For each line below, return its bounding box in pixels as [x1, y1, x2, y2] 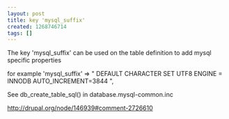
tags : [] [7, 29, 33, 37]
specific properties [7, 56, 61, 65]
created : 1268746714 [7, 23, 68, 30]
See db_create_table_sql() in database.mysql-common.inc [7, 90, 174, 99]
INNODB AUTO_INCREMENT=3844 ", [7, 77, 114, 86]
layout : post [7, 10, 45, 17]
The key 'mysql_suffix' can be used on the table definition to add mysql [7, 49, 212, 57]
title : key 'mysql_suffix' [7, 17, 86, 24]
